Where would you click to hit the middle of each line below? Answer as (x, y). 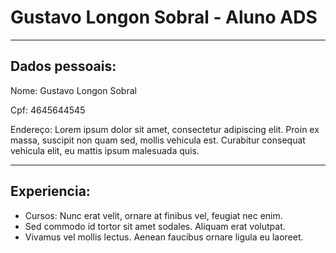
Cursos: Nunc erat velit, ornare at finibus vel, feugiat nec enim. (153, 215)
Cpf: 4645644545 (48, 110)
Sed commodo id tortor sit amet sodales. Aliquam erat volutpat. (155, 226)
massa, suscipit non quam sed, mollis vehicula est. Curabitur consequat (158, 140)
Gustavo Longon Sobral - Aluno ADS (164, 17)
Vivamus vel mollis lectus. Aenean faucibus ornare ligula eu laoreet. (164, 237)
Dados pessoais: (63, 66)
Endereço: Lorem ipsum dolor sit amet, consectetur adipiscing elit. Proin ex (165, 129)
